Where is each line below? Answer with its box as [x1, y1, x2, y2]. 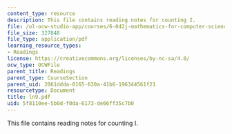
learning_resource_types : [7, 42, 81, 49]
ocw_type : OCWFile [7, 61, 60, 68]
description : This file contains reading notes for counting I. [7, 17, 196, 23]
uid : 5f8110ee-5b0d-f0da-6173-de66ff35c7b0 [7, 100, 135, 107]
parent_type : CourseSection [7, 74, 88, 82]
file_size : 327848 [7, 29, 60, 37]
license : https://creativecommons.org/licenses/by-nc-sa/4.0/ [7, 55, 190, 62]
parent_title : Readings [7, 68, 76, 75]
